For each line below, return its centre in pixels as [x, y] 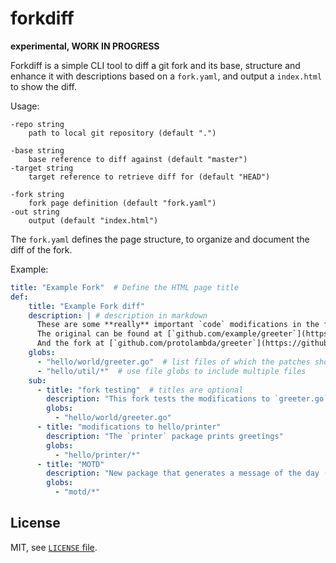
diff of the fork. [41, 249]
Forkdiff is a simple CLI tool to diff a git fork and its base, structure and [155, 65]
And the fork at [70, 343]
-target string [42, 168]
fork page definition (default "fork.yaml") [122, 203]
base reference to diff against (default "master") [138, 159]
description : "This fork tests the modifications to [158, 399]
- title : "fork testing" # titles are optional [140, 390]
